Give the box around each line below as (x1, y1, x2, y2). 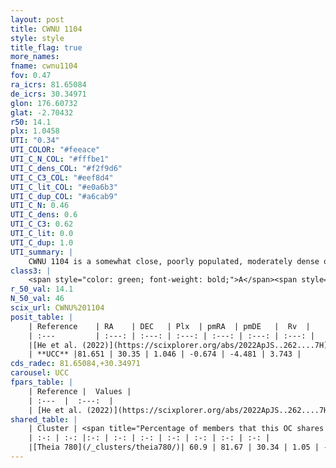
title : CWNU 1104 (10, 24, 83, 34)
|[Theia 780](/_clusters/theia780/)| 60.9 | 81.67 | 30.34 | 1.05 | (28, 442, 320, 453)
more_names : (10, 52, 60, 62)
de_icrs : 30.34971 (10, 89, 87, 99)
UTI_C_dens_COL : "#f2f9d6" (10, 163, 123, 173)
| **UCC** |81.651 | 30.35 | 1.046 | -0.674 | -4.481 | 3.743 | (28, 349, 302, 360)
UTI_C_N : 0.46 (10, 201, 70, 211)
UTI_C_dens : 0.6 (10, 210, 78, 220)
